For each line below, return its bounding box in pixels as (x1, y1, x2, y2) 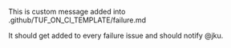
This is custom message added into (8, 7, 126, 16)
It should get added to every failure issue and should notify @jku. (8, 31, 224, 40)
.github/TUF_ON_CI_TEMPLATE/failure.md (8, 15, 147, 25)
